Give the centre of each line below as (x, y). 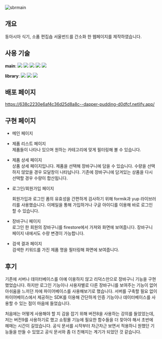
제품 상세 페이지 (27, 160)
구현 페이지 (21, 121)
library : (13, 76)
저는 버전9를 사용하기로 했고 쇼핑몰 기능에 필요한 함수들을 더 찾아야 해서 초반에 (79, 320)
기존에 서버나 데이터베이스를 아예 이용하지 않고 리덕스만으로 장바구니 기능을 (76, 279)
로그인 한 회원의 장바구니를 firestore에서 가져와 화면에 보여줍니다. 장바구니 (82, 227)
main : (11, 66)
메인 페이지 (22, 133)
